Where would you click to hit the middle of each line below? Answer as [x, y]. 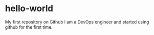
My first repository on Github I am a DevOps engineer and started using [77, 22]
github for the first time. [29, 27]
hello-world [29, 9]
